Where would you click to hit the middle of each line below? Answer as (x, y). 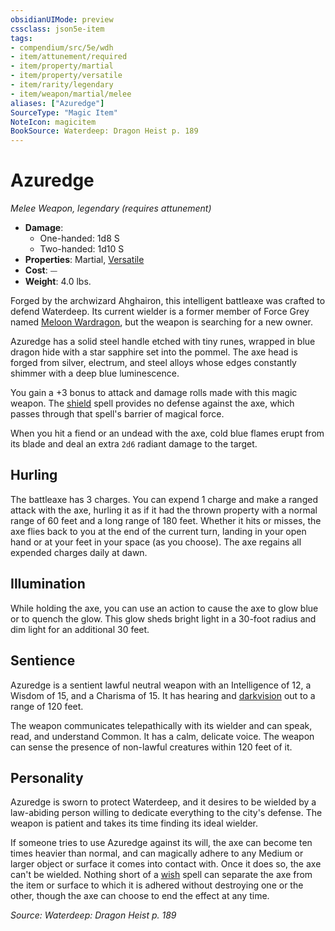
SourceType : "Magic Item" (64, 112)
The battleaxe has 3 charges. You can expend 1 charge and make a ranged (164, 499)
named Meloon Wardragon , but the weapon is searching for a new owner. (162, 322)
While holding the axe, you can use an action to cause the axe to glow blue (164, 608)
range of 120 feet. (47, 706)
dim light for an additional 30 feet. (80, 629)
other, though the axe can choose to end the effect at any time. (140, 896)
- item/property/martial (62, 66)
